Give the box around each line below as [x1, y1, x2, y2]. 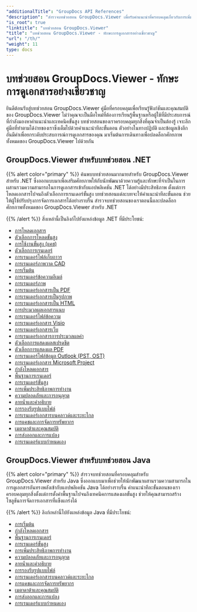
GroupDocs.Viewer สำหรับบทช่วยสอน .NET [6, 155, 151, 165]
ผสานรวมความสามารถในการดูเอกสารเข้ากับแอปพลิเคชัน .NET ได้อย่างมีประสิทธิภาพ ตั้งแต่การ [6, 183, 186, 191]
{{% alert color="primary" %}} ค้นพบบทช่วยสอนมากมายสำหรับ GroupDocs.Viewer [6, 171, 189, 178]
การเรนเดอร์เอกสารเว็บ [14, 326, 59, 333]
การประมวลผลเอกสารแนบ [14, 306, 65, 313]
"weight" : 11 [6, 42, 38, 47]
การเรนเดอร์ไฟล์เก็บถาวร [14, 253, 63, 260]
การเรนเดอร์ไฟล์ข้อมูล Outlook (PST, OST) [14, 352, 105, 359]
